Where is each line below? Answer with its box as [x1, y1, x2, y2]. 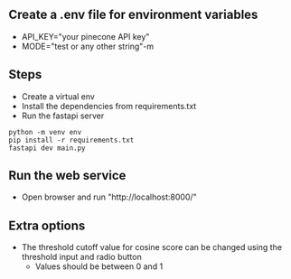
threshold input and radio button [21, 252, 142, 263]
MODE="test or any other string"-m [21, 41, 155, 51]
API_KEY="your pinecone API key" [21, 31, 150, 42]
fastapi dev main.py [8, 144, 87, 153]
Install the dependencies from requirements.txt [21, 100, 197, 111]
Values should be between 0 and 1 [34, 261, 164, 272]
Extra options [8, 218, 86, 233]
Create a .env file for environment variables [8, 7, 258, 23]
